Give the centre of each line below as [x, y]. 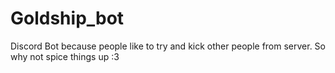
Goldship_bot [67, 18]
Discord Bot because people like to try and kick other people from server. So [168, 46]
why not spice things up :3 [65, 56]
